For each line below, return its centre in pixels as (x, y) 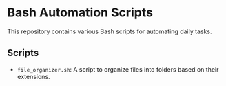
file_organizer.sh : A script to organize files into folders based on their (118, 69)
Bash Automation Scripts (80, 13)
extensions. (33, 76)
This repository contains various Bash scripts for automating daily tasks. (110, 31)
